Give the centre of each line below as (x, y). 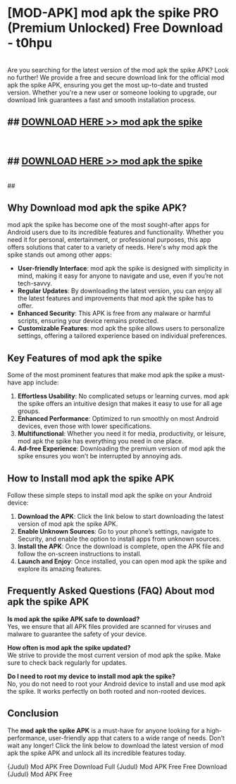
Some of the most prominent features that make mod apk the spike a (107, 375)
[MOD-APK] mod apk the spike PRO (113, 13)
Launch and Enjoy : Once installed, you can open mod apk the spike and (122, 561)
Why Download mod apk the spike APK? (97, 208)
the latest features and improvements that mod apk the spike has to (115, 298)
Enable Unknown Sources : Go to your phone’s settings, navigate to (115, 531)
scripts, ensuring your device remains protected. (88, 321)
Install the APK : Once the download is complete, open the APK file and (120, 546)
